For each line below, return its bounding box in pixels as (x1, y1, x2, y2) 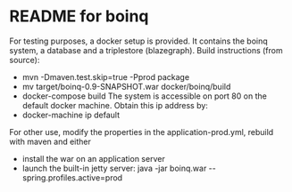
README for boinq (9, 6, 149, 27)
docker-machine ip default (21, 109, 121, 120)
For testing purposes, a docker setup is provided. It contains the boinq (9, 36, 268, 46)
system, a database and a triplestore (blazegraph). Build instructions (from (9, 44, 283, 55)
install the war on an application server (21, 153, 165, 164)
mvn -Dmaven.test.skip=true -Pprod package (21, 71, 190, 82)
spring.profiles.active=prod (21, 172, 123, 183)
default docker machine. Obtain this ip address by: (21, 100, 208, 110)
